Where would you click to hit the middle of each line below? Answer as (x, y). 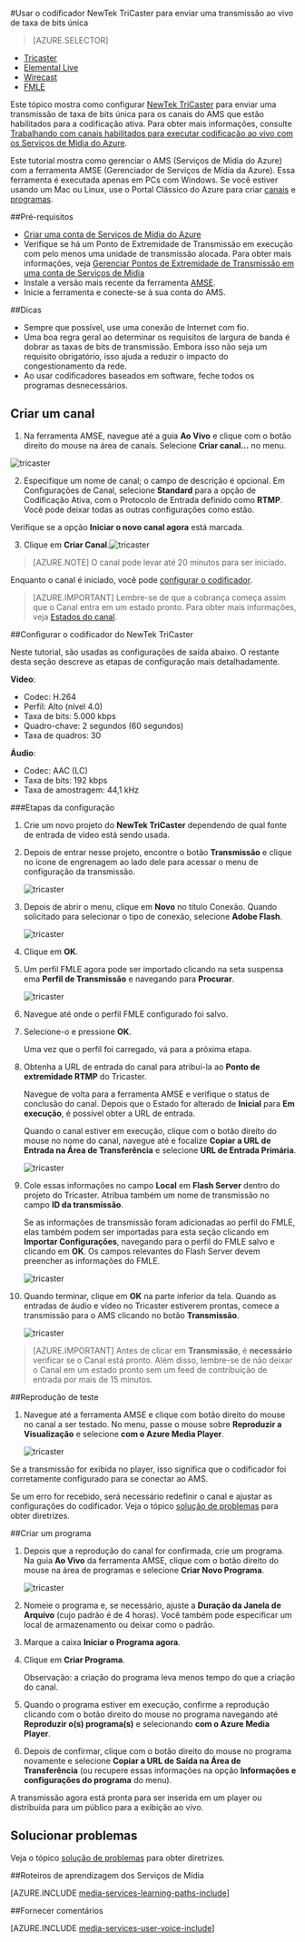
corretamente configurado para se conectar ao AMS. (109, 1478)
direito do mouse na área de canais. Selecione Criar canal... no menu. (155, 445)
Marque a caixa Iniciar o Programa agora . (102, 1641)
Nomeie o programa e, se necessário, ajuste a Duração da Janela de (152, 1605)
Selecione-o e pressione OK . (78, 1031)
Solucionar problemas (74, 1836)
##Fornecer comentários (57, 1910)
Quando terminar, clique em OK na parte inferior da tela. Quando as (150, 1296)
